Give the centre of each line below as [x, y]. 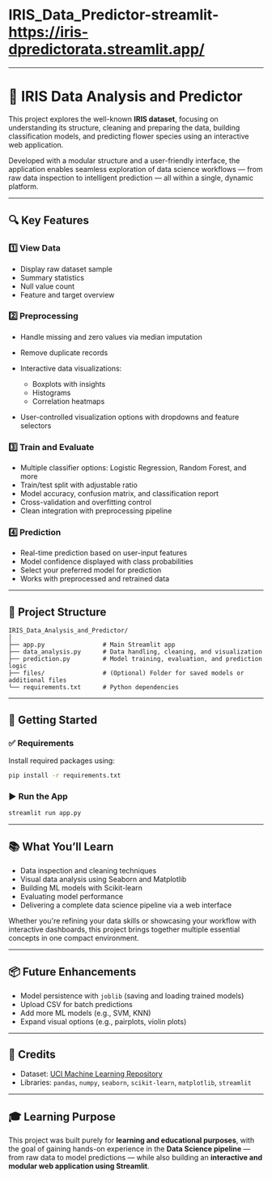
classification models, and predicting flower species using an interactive [129, 136]
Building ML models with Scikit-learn [81, 887]
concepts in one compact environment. [74, 937]
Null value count [47, 286]
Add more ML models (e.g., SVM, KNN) [85, 1013]
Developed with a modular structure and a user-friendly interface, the [124, 161]
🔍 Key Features [49, 221]
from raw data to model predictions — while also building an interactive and [136, 1158]
